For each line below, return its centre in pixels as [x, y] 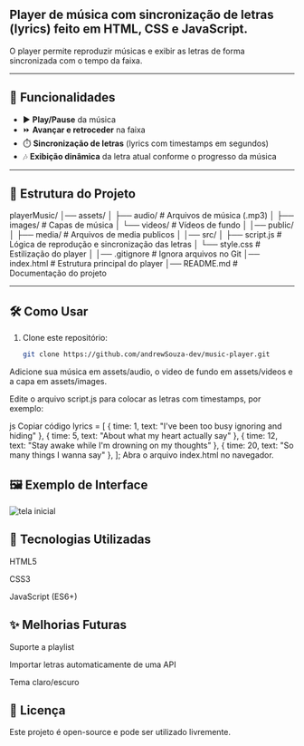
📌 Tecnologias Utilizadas [80, 540]
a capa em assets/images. [58, 382]
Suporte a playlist [42, 646]
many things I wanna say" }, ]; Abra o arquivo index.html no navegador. [142, 455]
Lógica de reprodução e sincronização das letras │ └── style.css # [135, 245]
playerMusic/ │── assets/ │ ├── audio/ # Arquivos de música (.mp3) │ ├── [152, 216]
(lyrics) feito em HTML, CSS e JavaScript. [129, 29]
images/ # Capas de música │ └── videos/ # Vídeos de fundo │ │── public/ [152, 225]
